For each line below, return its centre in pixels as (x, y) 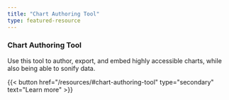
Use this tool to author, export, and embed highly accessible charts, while (114, 60)
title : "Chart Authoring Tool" (54, 14)
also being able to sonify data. (51, 68)
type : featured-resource (44, 21)
